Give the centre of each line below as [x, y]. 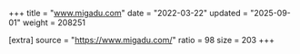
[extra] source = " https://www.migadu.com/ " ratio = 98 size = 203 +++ [141, 40]
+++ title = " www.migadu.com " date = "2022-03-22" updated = [129, 13]
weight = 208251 [54, 22]
